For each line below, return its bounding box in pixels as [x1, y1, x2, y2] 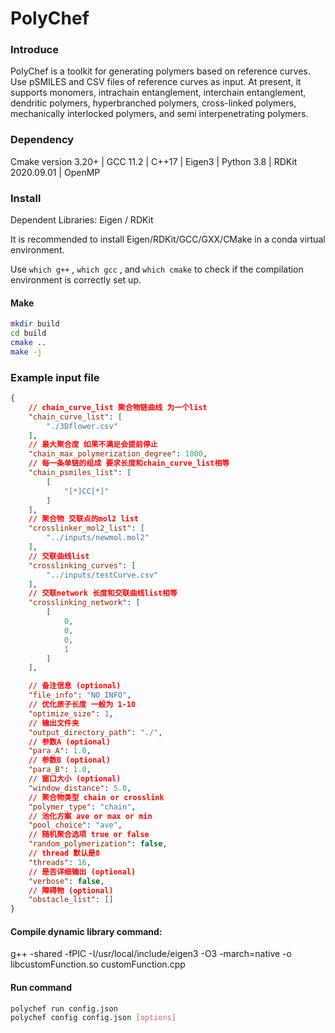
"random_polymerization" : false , [28, 839, 168, 849]
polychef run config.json [10, 1003, 118, 1014]
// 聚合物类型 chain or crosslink [28, 792, 165, 802]
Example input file [10, 370, 100, 384]
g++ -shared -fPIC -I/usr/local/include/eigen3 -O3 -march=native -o [10, 948, 292, 960]
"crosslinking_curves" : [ [28, 560, 137, 571]
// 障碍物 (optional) [28, 885, 114, 896]
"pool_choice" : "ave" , [28, 820, 123, 831]
